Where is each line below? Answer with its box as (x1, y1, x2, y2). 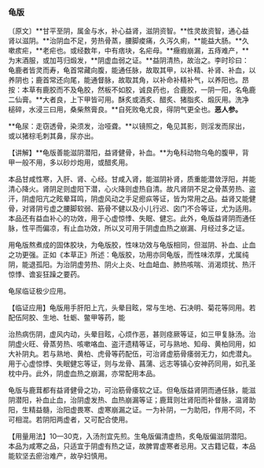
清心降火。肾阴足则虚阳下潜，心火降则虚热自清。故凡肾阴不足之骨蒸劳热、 (8, 185, 249, 194)
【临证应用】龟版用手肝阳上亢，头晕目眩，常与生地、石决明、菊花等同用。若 (8, 303, 256, 313)
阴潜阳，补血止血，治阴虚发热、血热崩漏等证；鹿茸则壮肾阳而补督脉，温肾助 (8, 395, 256, 405)
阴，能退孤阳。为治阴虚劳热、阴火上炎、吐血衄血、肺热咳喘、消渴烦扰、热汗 (8, 260, 256, 269)
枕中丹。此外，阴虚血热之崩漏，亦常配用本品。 (8, 369, 159, 378)
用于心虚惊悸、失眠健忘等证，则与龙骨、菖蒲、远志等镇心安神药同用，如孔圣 (8, 359, 256, 368)
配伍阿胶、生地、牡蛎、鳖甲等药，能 (8, 313, 126, 323)
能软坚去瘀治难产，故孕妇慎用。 (8, 452, 112, 461)
